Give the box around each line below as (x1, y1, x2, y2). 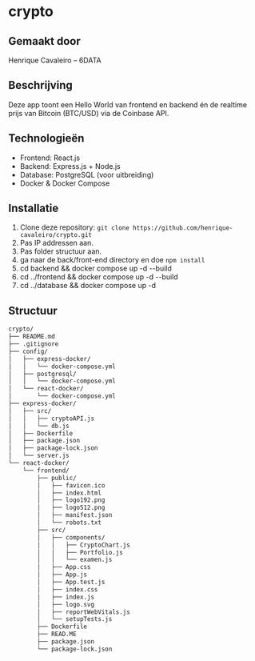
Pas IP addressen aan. (19, 238, 94, 248)
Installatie (8, 202, 59, 215)
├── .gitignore (8, 340, 59, 348)
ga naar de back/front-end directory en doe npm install (19, 255, 205, 265)
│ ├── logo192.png (37, 496, 106, 504)
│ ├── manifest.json (37, 511, 113, 519)
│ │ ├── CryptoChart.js (37, 541, 130, 549)
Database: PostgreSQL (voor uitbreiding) (19, 170, 154, 179)
